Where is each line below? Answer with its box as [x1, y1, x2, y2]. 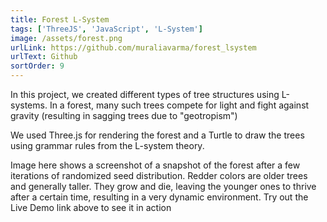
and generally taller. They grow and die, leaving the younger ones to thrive [10, 181, 317, 192]
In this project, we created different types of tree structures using [10, 89, 280, 100]
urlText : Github [10, 52, 78, 62]
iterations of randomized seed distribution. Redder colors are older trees [10, 170, 308, 181]
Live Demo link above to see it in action [10, 202, 172, 213]
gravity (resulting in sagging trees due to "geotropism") [10, 110, 238, 121]
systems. [10, 99, 48, 111]
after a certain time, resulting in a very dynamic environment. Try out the [10, 191, 309, 203]
